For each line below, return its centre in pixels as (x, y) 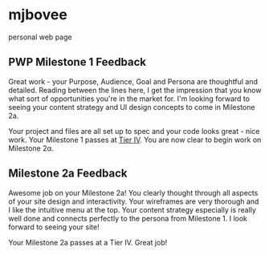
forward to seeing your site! (54, 227)
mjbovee (38, 15)
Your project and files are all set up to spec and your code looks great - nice (134, 131)
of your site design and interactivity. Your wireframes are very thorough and (134, 201)
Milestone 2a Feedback (68, 174)
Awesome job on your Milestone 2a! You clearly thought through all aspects (133, 192)
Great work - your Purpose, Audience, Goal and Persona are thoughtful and (133, 81)
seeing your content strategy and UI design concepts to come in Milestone (132, 107)
